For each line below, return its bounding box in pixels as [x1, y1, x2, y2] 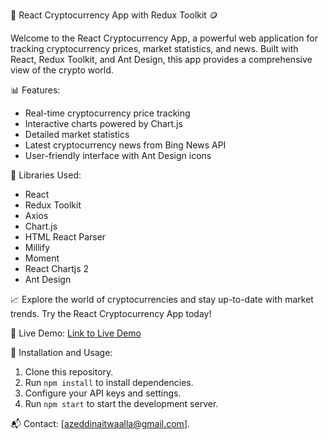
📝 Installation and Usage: [10, 347, 113, 358]
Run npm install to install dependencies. [24, 377, 194, 388]
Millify [24, 242, 51, 253]
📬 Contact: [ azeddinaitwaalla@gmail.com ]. [10, 418, 191, 429]
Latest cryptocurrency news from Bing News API [24, 139, 227, 151]
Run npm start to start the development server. [24, 398, 219, 409]
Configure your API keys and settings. [24, 387, 182, 399]
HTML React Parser [24, 231, 107, 243]
